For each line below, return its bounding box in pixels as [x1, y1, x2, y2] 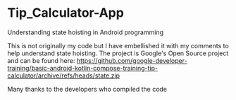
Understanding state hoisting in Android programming [7, 28, 164, 36]
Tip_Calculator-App [7, 5, 125, 21]
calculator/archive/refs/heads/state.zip [7, 71, 120, 80]
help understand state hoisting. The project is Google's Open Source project [7, 49, 229, 57]
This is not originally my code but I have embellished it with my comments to [7, 41, 229, 50]
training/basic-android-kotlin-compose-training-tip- [7, 64, 159, 72]
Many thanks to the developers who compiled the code [7, 85, 168, 93]
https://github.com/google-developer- [76, 56, 188, 64]
